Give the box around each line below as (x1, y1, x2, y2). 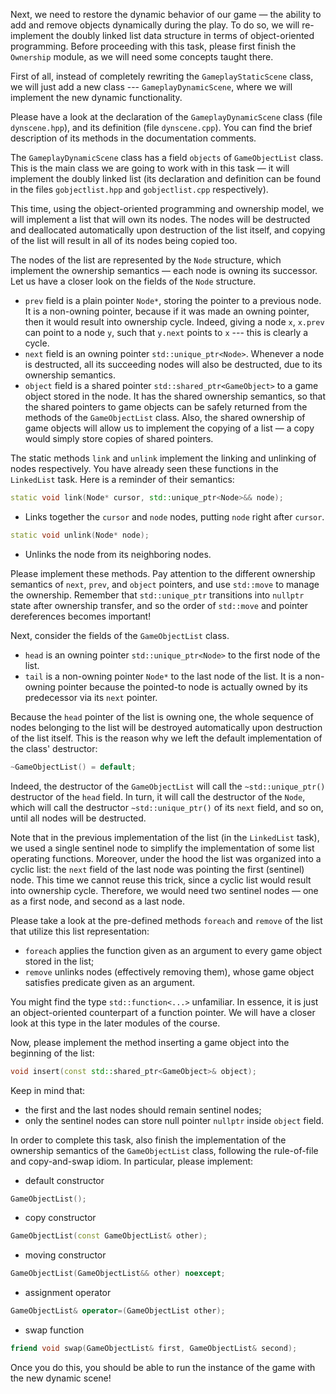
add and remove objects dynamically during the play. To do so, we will (10, 19, 300, 31)
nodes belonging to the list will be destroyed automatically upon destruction (10, 721, 323, 733)
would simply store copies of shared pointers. (24, 433, 214, 444)
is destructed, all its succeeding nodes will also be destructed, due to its (24, 359, 323, 370)
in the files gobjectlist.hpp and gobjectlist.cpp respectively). (10, 184, 269, 195)
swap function (24, 1324, 85, 1336)
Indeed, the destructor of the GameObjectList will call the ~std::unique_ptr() (10, 780, 326, 792)
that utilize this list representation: (10, 925, 150, 937)
